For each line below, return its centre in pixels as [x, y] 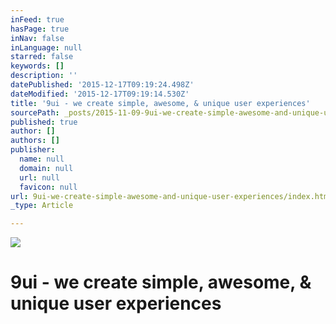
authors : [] [35, 141]
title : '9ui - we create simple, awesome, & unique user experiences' [160, 103]
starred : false [42, 57]
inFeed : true [37, 19]
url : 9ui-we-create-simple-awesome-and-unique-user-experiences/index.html [171, 196]
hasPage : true [40, 29]
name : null [42, 159]
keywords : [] [37, 66]
